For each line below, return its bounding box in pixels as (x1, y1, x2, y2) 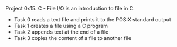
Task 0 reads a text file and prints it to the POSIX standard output (13, 16, 171, 23)
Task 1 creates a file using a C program (13, 23, 108, 29)
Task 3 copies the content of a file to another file (13, 35, 132, 41)
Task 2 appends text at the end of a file (13, 28, 109, 35)
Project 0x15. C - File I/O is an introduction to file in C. (5, 5, 135, 12)
